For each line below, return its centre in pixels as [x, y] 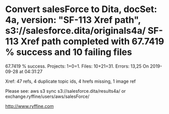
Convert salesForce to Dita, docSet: [81, 9]
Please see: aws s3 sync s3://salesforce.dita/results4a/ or [66, 91]
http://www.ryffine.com [30, 106]
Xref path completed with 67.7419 [92, 42]
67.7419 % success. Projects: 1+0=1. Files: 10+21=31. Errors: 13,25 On [77, 66]
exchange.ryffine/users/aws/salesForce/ [47, 96]
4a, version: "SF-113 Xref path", [73, 20]
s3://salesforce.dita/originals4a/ [76, 31]
